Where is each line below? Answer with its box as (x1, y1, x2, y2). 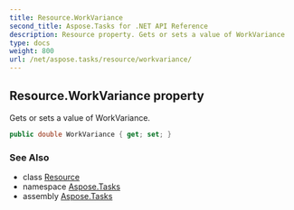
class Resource (22, 171, 80, 182)
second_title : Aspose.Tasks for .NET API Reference (9, 22, 208, 31)
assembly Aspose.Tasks (22, 190, 113, 201)
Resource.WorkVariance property (9, 88, 205, 104)
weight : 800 (9, 47, 54, 56)
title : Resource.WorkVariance (9, 13, 124, 23)
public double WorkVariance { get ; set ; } (9, 130, 172, 139)
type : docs (9, 38, 51, 48)
